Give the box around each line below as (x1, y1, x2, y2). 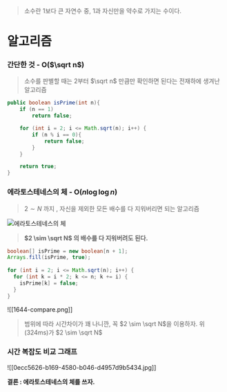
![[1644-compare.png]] (7, 305, 73, 314)
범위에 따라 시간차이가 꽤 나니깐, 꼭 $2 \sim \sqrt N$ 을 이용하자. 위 (23, 319, 205, 328)
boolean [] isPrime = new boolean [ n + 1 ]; (7, 247, 128, 255)
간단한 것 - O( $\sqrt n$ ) (7, 60, 85, 70)
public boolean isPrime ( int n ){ (7, 100, 100, 107)
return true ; (19, 163, 57, 170)
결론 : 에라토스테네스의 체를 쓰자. (7, 377, 95, 386)
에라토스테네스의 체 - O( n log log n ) (7, 187, 118, 197)
